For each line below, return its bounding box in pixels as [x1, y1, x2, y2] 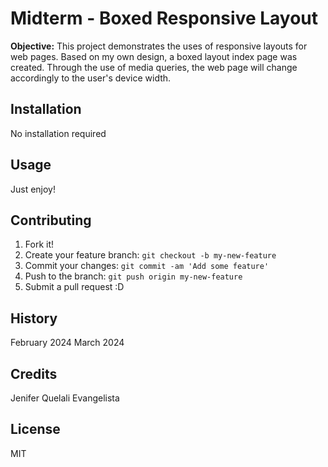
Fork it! [24, 238, 55, 251]
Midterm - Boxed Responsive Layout [10, 7, 319, 30]
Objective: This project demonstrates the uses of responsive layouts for [10, 40, 308, 52]
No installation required [10, 127, 107, 139]
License [10, 421, 61, 438]
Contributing [10, 212, 92, 229]
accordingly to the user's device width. [10, 72, 172, 84]
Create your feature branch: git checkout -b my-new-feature [24, 249, 277, 261]
